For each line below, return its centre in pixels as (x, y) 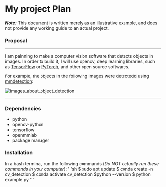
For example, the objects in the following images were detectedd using (77, 76)
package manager (31, 140)
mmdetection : (19, 81)
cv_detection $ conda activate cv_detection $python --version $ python (78, 174)
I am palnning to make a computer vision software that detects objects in (79, 56)
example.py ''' (20, 179)
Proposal (16, 40)
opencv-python (28, 124)
